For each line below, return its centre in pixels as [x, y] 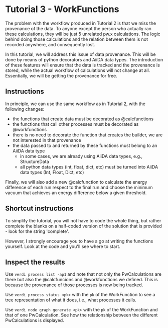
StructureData [34, 161]
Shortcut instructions [39, 209]
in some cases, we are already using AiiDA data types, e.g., [81, 156]
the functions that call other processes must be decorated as [75, 124]
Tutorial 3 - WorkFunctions [62, 9]
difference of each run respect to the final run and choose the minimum [79, 187]
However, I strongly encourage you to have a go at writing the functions [79, 241]
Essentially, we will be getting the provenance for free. [61, 75]
